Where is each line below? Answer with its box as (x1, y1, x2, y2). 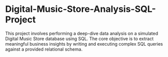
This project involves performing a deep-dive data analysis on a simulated (5, 30, 158, 36)
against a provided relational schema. (5, 46, 83, 52)
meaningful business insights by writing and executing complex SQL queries (5, 41, 163, 47)
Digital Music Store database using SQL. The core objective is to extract (5, 36, 154, 42)
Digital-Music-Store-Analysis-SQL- (5, 3, 156, 15)
